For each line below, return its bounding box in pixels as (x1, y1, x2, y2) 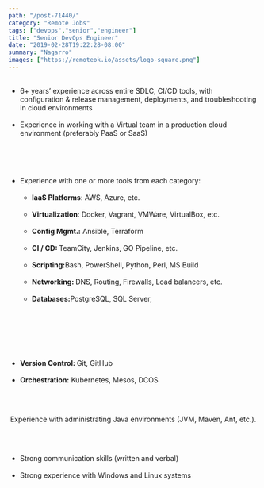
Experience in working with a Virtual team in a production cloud (19, 120, 228, 129)
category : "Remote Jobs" (8, 19, 90, 27)
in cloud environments (19, 102, 93, 112)
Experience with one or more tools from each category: (19, 175, 201, 185)
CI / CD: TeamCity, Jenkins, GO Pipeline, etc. (31, 243, 178, 252)
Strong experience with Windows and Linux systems (19, 470, 192, 480)
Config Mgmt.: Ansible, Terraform (31, 226, 144, 236)
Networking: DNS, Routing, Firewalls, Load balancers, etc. (31, 277, 223, 286)
